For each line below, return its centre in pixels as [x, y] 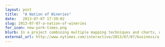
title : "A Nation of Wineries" [38, 14]
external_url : [20, 37]
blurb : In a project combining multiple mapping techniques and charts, [81, 32]
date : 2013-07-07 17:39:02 [35, 19]
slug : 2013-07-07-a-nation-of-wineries [46, 23]
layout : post [18, 10]
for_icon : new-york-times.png [36, 28]
